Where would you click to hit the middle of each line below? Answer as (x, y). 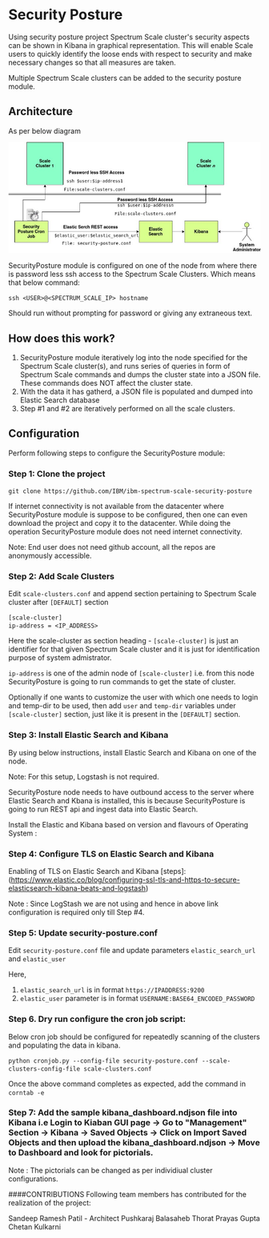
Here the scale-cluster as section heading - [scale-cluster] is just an (123, 641)
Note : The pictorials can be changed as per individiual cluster (110, 1170)
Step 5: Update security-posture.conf (83, 932)
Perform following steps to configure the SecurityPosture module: (117, 453)
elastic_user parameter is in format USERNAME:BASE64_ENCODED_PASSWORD (137, 999)
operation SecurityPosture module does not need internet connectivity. (125, 532)
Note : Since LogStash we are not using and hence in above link (113, 903)
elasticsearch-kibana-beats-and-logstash (77, 888)
